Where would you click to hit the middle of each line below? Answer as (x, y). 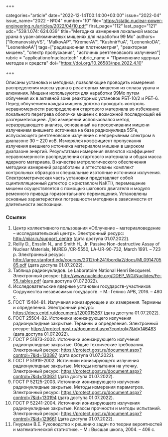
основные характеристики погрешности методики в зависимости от (79, 199)
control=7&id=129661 (35, 419)
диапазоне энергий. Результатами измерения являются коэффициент (80, 151)
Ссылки (16, 217)
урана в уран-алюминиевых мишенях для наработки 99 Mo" (71, 36)
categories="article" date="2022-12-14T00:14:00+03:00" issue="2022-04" (84, 15)
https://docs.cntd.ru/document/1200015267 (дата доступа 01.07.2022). (86, 313)
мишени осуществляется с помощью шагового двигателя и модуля (78, 188)
